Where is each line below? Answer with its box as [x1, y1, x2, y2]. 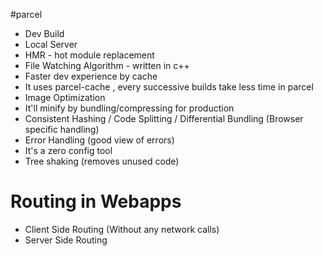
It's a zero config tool [24, 145, 113, 156]
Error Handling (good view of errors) [24, 134, 175, 146]
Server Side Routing [24, 234, 108, 246]
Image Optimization [24, 92, 106, 103]
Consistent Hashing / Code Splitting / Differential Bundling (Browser [24, 113, 304, 124]
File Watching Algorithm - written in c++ [24, 60, 190, 71]
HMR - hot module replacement [24, 49, 155, 61]
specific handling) [24, 124, 100, 135]
